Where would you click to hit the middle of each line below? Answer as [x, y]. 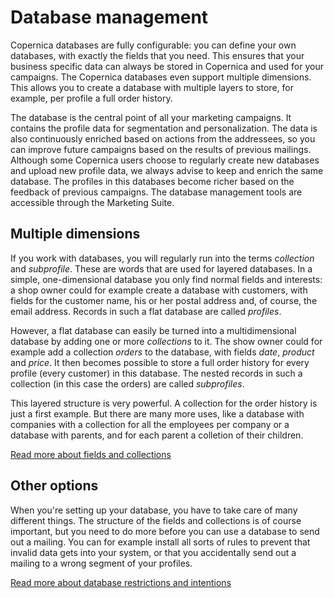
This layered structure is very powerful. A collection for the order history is [164, 403]
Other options [54, 486]
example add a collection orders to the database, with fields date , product [162, 352]
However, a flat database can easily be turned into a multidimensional [153, 330]
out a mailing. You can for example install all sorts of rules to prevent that [160, 542]
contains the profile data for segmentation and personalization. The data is [164, 128]
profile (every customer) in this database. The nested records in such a [156, 373]
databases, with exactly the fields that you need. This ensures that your [157, 55]
